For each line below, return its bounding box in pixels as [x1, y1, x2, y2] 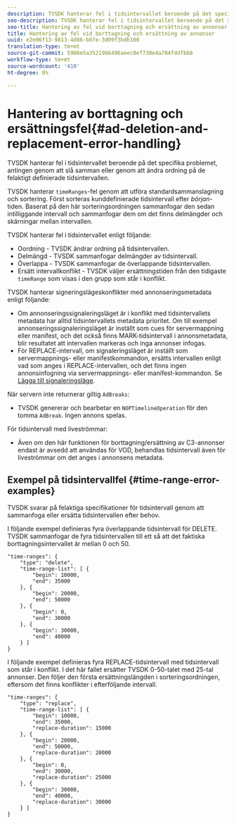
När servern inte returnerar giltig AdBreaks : [7, 390, 130, 398]
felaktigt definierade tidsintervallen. [7, 174, 110, 182]
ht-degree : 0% [7, 69, 49, 76]
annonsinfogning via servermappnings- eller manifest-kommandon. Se [17, 369, 223, 377]
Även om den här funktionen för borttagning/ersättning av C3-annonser [17, 438, 225, 447]
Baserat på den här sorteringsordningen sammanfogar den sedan [25, 202, 215, 211]
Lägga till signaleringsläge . [17, 376, 96, 385]
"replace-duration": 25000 [32, 774, 112, 781]
